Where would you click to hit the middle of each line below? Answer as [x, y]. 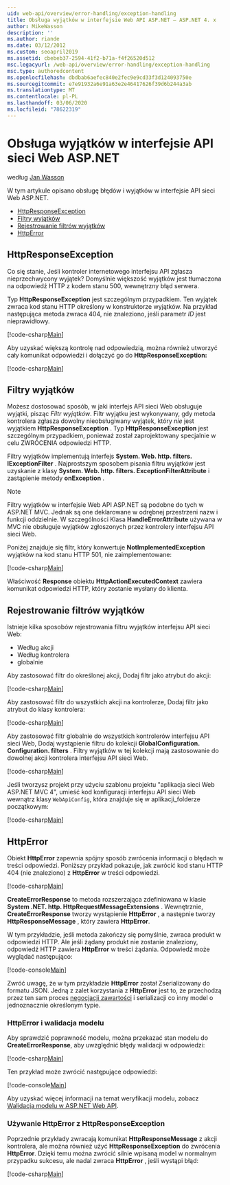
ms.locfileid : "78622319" [44, 109]
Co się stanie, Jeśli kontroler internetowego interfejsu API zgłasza [100, 271]
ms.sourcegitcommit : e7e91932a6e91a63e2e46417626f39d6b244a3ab [100, 84]
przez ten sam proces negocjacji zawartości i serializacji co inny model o [110, 997]
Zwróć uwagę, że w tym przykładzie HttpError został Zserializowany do [109, 983]
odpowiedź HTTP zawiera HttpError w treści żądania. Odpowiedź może [109, 949]
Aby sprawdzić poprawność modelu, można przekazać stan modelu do [107, 1038]
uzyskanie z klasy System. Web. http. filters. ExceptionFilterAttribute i [108, 471]
